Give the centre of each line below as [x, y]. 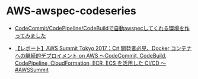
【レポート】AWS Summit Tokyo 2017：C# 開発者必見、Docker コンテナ [103, 48]
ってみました [30, 35]
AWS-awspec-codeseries [71, 11]
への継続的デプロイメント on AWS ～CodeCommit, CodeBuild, [91, 55]
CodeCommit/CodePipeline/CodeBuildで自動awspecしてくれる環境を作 [102, 28]
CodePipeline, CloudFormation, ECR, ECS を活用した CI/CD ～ [90, 63]
